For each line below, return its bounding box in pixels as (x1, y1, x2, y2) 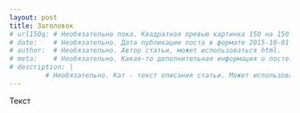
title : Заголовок (9, 21, 74, 30)
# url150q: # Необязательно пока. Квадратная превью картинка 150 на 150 (9, 29, 290, 38)
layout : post (9, 12, 58, 22)
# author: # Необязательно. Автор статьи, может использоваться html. (9, 46, 281, 55)
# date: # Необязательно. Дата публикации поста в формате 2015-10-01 (9, 37, 290, 47)
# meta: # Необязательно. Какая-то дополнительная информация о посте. (9, 54, 294, 63)
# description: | (9, 63, 74, 72)
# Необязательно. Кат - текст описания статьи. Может (45, 71, 250, 80)
